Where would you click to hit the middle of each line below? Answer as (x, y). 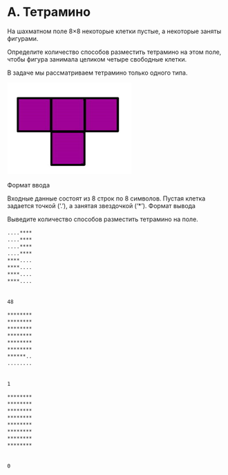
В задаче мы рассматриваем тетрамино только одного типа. (97, 73)
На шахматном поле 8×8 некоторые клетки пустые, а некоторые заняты (114, 31)
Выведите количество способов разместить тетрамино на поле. (103, 219)
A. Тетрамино (49, 12)
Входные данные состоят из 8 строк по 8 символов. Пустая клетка (106, 198)
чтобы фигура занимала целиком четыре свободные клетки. (97, 59)
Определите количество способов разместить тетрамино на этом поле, (114, 52)
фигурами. (23, 38)
